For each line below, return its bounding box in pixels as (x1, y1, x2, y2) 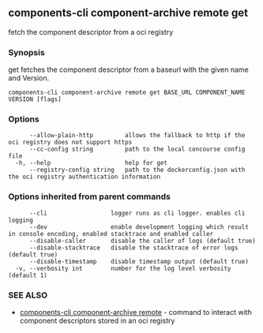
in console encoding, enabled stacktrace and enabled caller (8, 230, 214, 238)
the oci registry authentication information (8, 173, 160, 181)
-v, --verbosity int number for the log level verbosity (15, 264, 231, 272)
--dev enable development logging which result (28, 223, 249, 231)
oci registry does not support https (8, 138, 133, 147)
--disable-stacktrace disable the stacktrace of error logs (28, 244, 239, 252)
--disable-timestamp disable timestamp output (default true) (28, 257, 249, 265)
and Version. (8, 73, 50, 83)
